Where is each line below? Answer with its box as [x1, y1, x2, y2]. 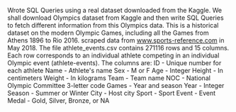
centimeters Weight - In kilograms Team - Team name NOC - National [7, 74, 211, 82]
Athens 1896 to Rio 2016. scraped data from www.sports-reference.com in [7, 36, 225, 45]
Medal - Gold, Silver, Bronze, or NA [7, 96, 110, 105]
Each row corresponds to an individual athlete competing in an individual [7, 51, 220, 60]
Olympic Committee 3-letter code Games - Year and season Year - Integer [7, 82, 225, 89]
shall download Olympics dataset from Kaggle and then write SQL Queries [7, 13, 225, 22]
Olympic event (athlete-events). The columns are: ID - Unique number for [7, 59, 222, 67]
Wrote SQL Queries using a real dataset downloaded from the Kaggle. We [7, 6, 222, 14]
